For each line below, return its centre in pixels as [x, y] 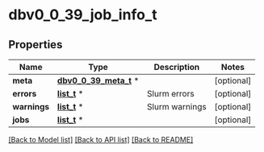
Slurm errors [171, 94]
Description [177, 67]
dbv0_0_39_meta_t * [98, 80]
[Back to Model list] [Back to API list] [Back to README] [101, 140]
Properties [36, 45]
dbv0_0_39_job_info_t [83, 15]
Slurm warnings [177, 107]
